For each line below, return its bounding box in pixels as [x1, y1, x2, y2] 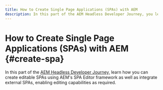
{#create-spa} [5, 53, 65, 64]
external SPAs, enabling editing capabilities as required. [5, 80, 116, 86]
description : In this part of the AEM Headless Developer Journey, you [5, 12, 153, 17]
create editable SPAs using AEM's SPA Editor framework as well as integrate [5, 74, 158, 80]
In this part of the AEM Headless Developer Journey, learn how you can [5, 69, 148, 75]
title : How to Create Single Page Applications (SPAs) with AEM [5, 7, 138, 12]
